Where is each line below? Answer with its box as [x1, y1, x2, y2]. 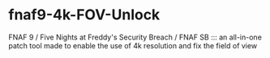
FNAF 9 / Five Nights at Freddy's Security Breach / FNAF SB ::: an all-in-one [8, 32, 262, 42]
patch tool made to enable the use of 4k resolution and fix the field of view [8, 40, 258, 50]
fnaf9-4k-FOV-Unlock [8, 6, 161, 24]
